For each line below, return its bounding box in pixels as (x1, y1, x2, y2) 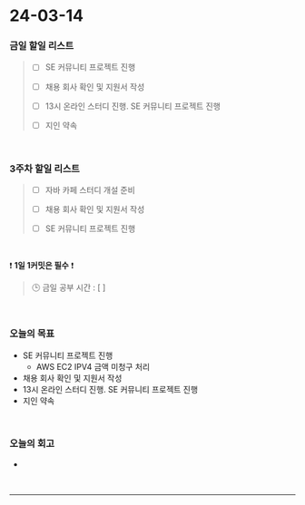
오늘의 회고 (9, 437, 55, 450)
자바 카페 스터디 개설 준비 (44, 185, 136, 196)
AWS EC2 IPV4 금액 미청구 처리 (35, 361, 151, 372)
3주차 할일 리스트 (9, 162, 80, 175)
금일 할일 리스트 (9, 40, 74, 53)
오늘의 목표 (9, 327, 55, 340)
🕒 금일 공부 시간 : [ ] (31, 282, 106, 293)
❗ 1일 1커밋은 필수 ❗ (9, 260, 74, 271)
